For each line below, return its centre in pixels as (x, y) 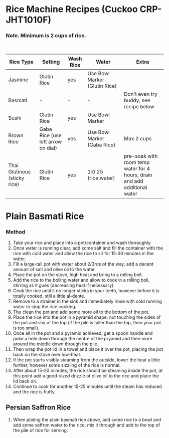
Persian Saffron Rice (38, 408)
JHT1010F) (29, 20)
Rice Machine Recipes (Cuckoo (72, 9)
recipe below (139, 107)
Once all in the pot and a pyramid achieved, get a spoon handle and (83, 333)
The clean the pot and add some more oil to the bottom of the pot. (81, 312)
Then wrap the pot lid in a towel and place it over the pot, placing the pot (88, 349)
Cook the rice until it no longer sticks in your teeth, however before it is (86, 290)
